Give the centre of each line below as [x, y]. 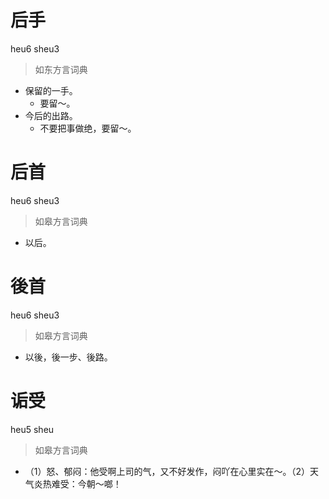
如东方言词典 [61, 69]
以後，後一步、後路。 [68, 357]
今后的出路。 [51, 115]
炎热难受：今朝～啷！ [77, 483]
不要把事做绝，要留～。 [88, 128]
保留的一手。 [51, 90]
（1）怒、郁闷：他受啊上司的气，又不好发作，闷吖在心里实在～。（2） [167, 471]
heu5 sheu [32, 429]
